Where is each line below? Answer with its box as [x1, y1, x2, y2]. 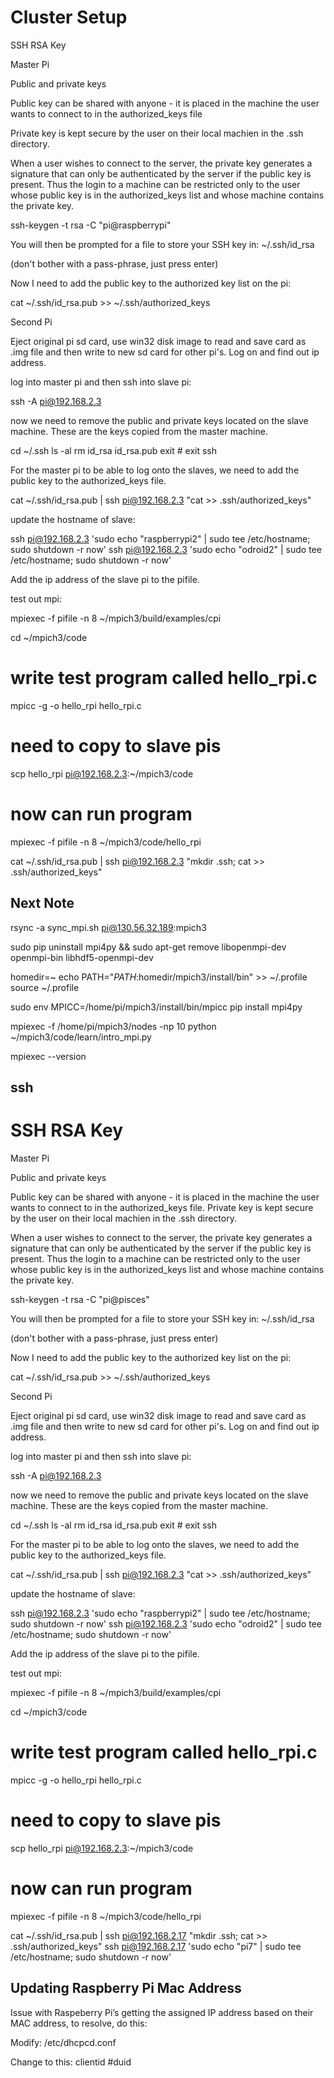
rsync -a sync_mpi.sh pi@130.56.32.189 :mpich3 [10, 921, 207, 933]
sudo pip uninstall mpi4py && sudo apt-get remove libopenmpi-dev [10, 941, 287, 953]
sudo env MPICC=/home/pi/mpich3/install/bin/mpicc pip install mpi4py [10, 1001, 303, 1013]
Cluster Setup [10, 6, 128, 29]
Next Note [10, 895, 75, 912]
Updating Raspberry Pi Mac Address [10, 1980, 242, 1997]
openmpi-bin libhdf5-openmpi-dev [10, 951, 154, 963]
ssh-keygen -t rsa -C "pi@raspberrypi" [10, 219, 172, 231]
